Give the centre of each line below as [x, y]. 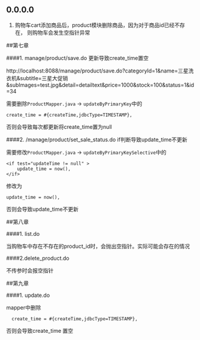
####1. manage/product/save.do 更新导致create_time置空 [77, 58]
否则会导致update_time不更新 [43, 209]
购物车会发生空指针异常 [61, 32]
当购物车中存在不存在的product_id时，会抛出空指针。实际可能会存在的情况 [98, 246]
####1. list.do [23, 233]
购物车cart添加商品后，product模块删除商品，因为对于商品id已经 [95, 25]
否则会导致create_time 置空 [40, 330]
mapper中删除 [24, 307]
